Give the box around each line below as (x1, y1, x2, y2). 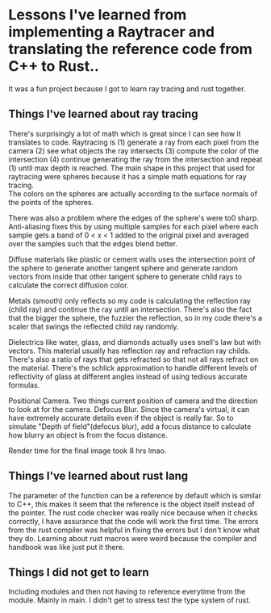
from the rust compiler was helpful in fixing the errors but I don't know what (8, 525, 260, 535)
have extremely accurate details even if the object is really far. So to (8, 413, 234, 422)
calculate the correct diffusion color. (8, 280, 129, 290)
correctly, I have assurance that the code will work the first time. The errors (8, 516, 259, 526)
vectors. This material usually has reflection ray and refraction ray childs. (8, 346, 251, 355)
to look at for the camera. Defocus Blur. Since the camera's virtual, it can (8, 404, 250, 414)
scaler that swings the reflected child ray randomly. (8, 321, 179, 331)
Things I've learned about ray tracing (8, 107, 198, 121)
